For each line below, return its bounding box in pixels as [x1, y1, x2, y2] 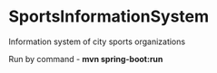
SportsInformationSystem [8, 6, 210, 27]
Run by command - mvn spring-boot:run [8, 53, 163, 64]
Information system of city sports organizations [8, 36, 186, 47]
